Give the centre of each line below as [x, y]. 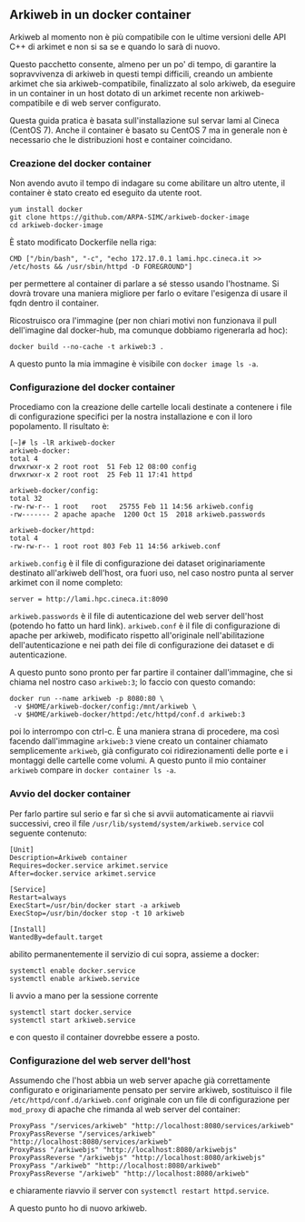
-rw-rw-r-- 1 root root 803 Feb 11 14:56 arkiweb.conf [115, 546]
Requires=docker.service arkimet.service [89, 866]
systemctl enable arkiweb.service [75, 978]
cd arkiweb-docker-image [56, 225]
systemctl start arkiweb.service [73, 1020]
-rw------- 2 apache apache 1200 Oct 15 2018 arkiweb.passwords [138, 515]
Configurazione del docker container [92, 387]
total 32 [26, 499]
